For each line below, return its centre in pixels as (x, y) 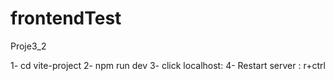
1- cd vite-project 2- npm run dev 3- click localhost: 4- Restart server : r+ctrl (168, 65)
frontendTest (66, 18)
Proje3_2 (28, 46)
